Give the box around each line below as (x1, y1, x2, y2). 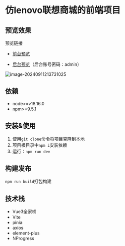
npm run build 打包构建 (5, 178, 52, 185)
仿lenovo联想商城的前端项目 (5, 4, 121, 16)
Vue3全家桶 (12, 209, 37, 215)
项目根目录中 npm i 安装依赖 (12, 142, 67, 148)
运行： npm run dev (12, 148, 51, 154)
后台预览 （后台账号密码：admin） (12, 61, 82, 67)
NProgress (12, 236, 35, 242)
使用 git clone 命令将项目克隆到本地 (12, 136, 85, 142)
